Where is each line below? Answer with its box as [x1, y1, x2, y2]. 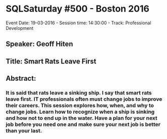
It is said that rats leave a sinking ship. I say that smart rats [6, 89, 152, 97]
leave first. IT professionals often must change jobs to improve [6, 96, 162, 103]
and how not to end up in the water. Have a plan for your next [6, 115, 158, 122]
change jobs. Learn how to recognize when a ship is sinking [6, 108, 155, 115]
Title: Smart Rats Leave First [6, 57, 96, 66]
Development [6, 25, 34, 31]
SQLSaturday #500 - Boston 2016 [6, 3, 149, 15]
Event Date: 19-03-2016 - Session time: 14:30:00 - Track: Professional [6, 20, 151, 26]
